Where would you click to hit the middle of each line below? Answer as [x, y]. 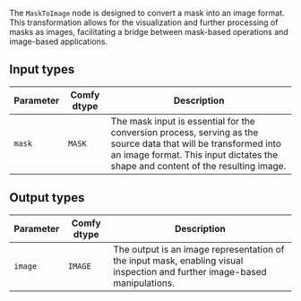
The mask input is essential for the [183, 121]
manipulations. [144, 283]
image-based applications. [59, 41]
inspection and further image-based [190, 271]
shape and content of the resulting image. [198, 166]
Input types [42, 69]
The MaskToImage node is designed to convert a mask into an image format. [147, 13]
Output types [47, 198]
